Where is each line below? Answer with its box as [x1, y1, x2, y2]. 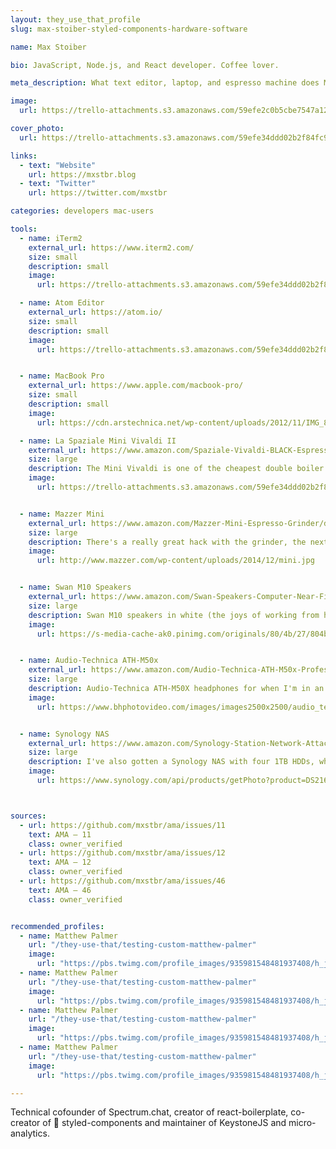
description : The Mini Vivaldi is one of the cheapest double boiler [28, 464, 325, 474]
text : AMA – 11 [28, 829, 92, 840]
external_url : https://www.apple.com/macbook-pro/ [28, 381, 244, 391]
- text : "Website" [19, 160, 97, 170]
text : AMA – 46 [28, 885, 92, 895]
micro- [288, 1117, 317, 1129]
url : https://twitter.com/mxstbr [28, 188, 168, 198]
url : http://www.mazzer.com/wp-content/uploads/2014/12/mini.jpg [36, 556, 315, 566]
